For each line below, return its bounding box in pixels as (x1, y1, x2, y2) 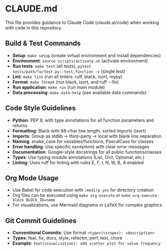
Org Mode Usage (5, 174, 59, 182)
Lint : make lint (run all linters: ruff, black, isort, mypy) (12, 73, 123, 80)
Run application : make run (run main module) (12, 84, 105, 90)
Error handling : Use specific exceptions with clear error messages (12, 143, 150, 149)
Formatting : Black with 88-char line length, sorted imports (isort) (12, 127, 146, 133)
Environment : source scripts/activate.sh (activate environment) (12, 58, 148, 64)
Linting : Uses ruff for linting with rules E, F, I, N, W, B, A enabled (12, 159, 144, 165)
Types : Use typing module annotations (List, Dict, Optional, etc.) (12, 154, 145, 160)
